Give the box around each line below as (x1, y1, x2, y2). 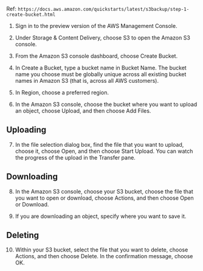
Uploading (6, 125, 47, 135)
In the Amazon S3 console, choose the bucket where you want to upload (15, 100, 198, 108)
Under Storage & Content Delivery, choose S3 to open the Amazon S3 (15, 34, 190, 41)
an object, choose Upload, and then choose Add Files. (15, 107, 151, 114)
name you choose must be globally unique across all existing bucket (15, 71, 187, 78)
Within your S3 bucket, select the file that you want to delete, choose (15, 246, 188, 253)
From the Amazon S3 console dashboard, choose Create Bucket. (15, 52, 178, 60)
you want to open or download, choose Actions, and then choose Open (15, 194, 194, 202)
